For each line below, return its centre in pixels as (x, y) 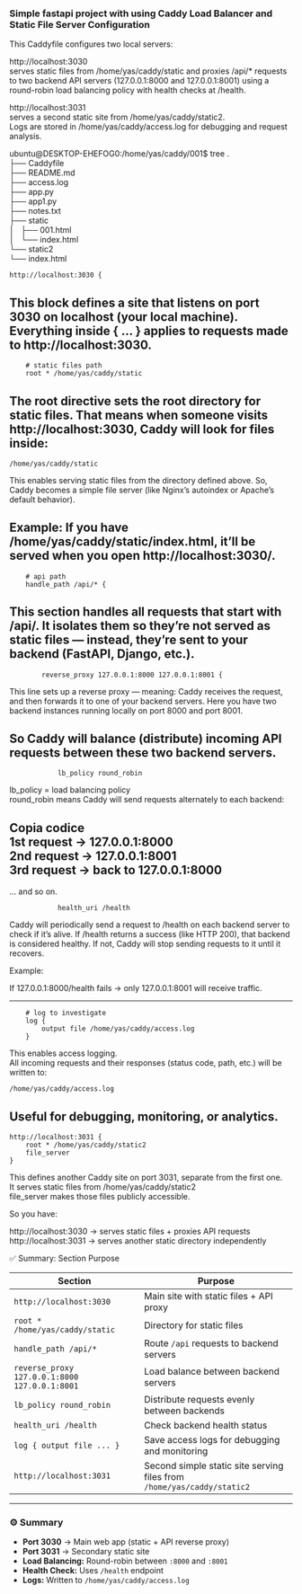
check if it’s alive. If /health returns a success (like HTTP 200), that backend (150, 934)
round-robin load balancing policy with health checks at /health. (128, 90)
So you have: (34, 1213)
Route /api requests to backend (211, 1343)
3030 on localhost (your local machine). (124, 317)
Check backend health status (205, 1425)
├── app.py (31, 192)
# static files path (64, 366)
